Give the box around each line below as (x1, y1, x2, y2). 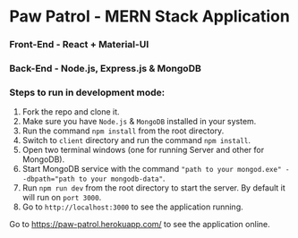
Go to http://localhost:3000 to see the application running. (21, 201, 243, 212)
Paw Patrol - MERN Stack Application (9, 6, 291, 27)
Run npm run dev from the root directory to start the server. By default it (21, 183, 286, 193)
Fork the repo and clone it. (21, 106, 120, 117)
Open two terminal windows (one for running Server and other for (21, 145, 265, 156)
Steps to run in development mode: (9, 86, 166, 98)
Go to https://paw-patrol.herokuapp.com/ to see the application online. (9, 219, 270, 230)
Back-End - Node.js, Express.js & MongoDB (9, 63, 201, 75)
